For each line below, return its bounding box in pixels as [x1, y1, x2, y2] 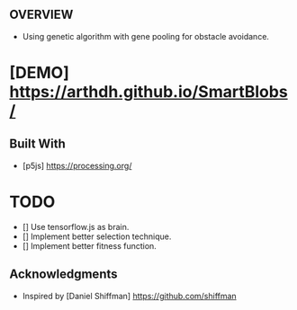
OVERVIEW [9, 7, 74, 22]
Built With [9, 137, 66, 152]
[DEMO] [9, 63, 69, 83]
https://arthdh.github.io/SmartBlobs [9, 82, 288, 102]
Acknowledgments [9, 267, 119, 282]
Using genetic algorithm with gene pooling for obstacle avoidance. [22, 31, 270, 41]
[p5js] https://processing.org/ [22, 160, 132, 171]
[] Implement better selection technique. [22, 231, 172, 242]
